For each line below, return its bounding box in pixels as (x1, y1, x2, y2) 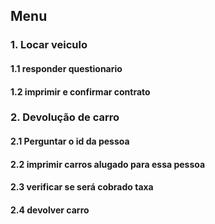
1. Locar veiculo (10, 38, 88, 52)
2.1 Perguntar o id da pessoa (10, 135, 130, 148)
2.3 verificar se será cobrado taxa (10, 181, 154, 193)
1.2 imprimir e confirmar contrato (10, 85, 151, 98)
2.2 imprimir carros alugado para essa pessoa (10, 158, 206, 170)
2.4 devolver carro (10, 204, 90, 216)
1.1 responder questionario (10, 62, 123, 74)
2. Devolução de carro (10, 110, 120, 124)
